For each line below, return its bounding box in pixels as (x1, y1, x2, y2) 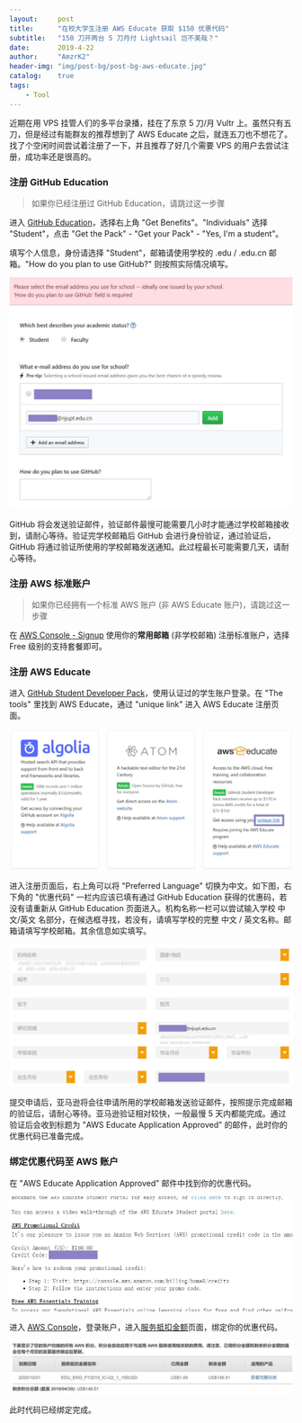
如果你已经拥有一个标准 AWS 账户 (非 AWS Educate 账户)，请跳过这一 (31, 599, 290, 611)
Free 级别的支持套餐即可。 (9, 641, 108, 652)
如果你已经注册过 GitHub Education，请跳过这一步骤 (31, 198, 226, 209)
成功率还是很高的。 (24, 151, 96, 162)
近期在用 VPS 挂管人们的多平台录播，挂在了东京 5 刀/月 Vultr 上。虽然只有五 (9, 117, 292, 128)
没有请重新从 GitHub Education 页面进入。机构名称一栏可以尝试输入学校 (9, 902, 276, 913)
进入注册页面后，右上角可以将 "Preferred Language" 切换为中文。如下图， (9, 880, 285, 890)
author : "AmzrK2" (9, 52, 91, 62)
